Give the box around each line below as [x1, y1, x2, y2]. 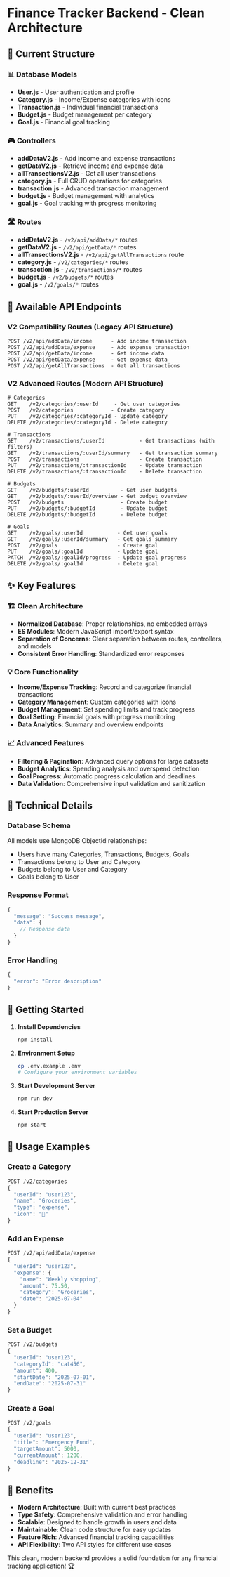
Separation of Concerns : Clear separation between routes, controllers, [17, 634, 223, 643]
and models [17, 642, 52, 650]
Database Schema [7, 820, 72, 830]
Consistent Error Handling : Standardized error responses [17, 650, 185, 658]
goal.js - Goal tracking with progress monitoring [17, 199, 157, 208]
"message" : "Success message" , [13, 912, 105, 920]
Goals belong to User [17, 872, 79, 881]
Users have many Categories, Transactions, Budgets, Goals [17, 850, 190, 858]
